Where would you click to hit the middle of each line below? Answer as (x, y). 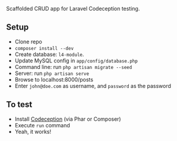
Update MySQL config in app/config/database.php (76, 60)
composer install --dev (44, 48)
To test (19, 104)
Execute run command (42, 125)
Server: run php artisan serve (52, 73)
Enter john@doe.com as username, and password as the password (93, 86)
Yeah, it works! (33, 131)
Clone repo (29, 42)
